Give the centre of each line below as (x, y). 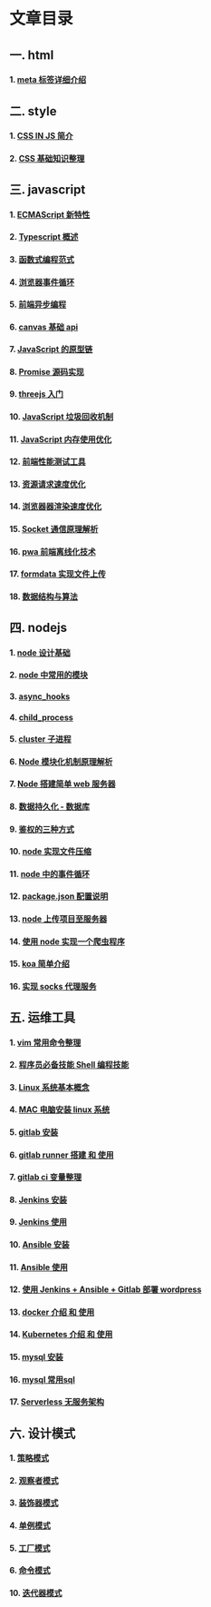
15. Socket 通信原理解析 (54, 529)
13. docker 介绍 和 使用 (52, 1312)
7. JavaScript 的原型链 (51, 350)
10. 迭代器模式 (36, 1592)
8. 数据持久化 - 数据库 (50, 806)
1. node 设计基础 (40, 652)
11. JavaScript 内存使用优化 (61, 439)
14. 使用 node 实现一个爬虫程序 (67, 942)
